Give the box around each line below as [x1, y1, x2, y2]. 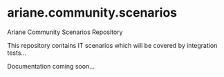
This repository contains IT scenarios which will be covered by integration [7, 41, 218, 49]
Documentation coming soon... [7, 62, 95, 70]
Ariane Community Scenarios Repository [7, 28, 123, 36]
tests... [7, 49, 26, 57]
